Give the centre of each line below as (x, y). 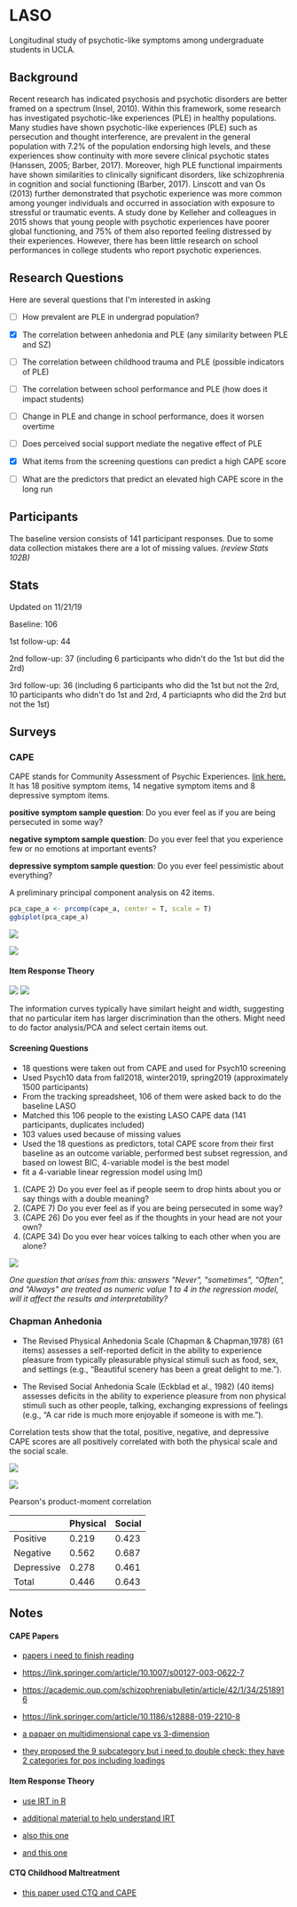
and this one (45, 1852)
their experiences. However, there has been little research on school (134, 240)
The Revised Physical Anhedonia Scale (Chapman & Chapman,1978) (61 (152, 1341)
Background (43, 78)
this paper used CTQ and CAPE (79, 1892)
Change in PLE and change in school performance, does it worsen (143, 416)
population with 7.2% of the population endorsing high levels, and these (140, 146)
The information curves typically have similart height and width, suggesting (147, 1009)
